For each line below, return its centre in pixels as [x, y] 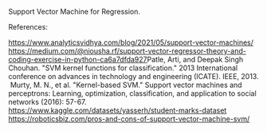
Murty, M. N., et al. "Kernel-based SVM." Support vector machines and [126, 85]
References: [28, 27]
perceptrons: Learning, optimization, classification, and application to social [132, 93]
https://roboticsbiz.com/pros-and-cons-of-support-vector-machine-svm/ [129, 119]
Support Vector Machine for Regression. [75, 12]
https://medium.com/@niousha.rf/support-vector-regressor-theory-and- [128, 51]
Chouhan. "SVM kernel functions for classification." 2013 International [123, 68]
